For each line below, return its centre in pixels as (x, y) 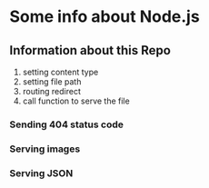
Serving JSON (41, 173)
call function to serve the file (76, 101)
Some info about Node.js (104, 17)
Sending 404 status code (67, 124)
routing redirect (52, 91)
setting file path (52, 82)
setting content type (60, 72)
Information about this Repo (90, 50)
